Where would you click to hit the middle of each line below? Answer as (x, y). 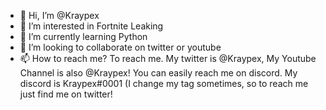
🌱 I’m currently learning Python (83, 36)
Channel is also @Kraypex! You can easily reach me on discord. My (158, 73)
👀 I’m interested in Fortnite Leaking (91, 26)
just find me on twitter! (66, 94)
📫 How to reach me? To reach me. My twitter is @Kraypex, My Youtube (168, 58)
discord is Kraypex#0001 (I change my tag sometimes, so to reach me (164, 83)
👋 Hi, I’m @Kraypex (59, 15)
